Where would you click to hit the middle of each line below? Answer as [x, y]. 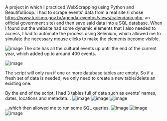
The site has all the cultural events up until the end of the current [90, 48]
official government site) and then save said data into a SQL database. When [84, 23]
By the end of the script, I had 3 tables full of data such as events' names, [81, 93]
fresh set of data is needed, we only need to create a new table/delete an [80, 78]
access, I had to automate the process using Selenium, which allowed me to [83, 33]
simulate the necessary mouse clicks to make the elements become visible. [83, 39]
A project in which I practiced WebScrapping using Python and [70, 7]
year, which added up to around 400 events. [51, 54]
